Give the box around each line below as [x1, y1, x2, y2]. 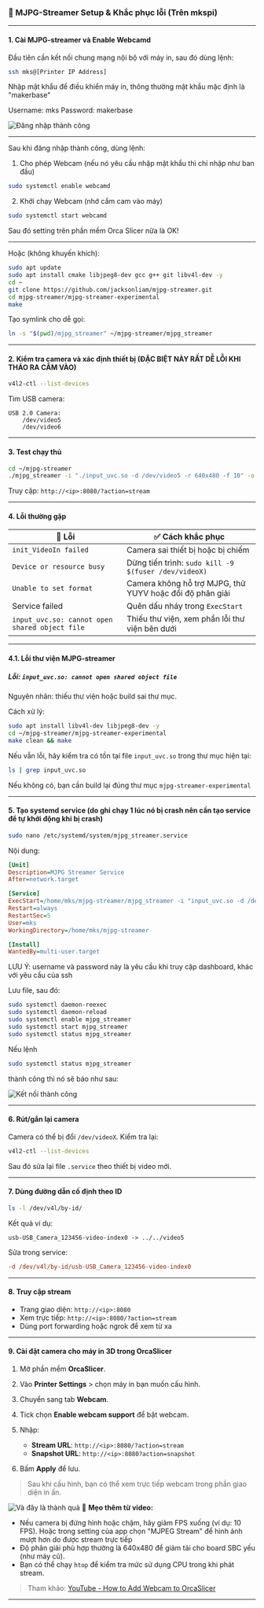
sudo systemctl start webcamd [8, 212, 108, 219]
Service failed [12, 601, 64, 612]
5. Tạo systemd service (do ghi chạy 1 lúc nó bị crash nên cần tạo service [8, 806, 251, 815]
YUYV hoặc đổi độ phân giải [126, 588, 230, 599]
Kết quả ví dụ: [8, 1219, 53, 1228]
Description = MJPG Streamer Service [8, 869, 125, 876]
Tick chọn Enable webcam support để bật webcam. [19, 1410, 189, 1419]
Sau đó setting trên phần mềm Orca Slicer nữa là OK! [8, 226, 179, 235]
